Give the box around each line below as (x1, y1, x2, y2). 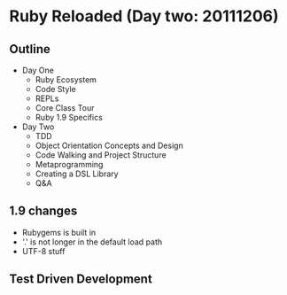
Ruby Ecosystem (35, 74, 97, 85)
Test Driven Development (9, 272, 152, 287)
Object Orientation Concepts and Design (35, 140, 183, 151)
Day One (21, 65, 55, 75)
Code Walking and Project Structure (35, 150, 167, 160)
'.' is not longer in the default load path (21, 237, 163, 247)
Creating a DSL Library (35, 168, 119, 179)
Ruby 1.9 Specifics (35, 113, 104, 122)
